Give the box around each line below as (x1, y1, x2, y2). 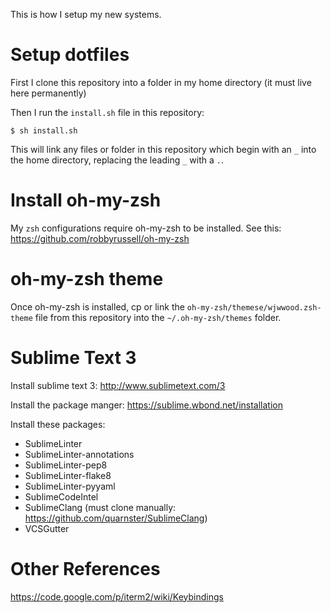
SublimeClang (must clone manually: (24, 501, 177, 513)
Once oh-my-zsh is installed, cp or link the (10, 300, 185, 313)
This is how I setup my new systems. (10, 9, 162, 20)
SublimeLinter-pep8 (24, 459, 108, 471)
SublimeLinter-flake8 (24, 469, 112, 481)
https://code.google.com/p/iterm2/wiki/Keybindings (10, 590, 224, 603)
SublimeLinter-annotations (24, 448, 135, 460)
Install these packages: (10, 418, 106, 430)
